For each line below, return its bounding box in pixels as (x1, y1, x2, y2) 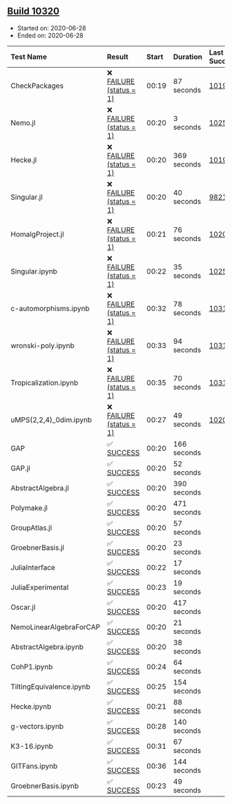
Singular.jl (10, 192, 43, 202)
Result (106, 52, 129, 61)
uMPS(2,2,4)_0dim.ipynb (10, 414, 92, 424)
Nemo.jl (10, 117, 36, 127)
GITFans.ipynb (10, 761, 58, 771)
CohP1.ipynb (10, 662, 53, 671)
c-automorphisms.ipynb (10, 303, 90, 313)
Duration (173, 52, 202, 61)
